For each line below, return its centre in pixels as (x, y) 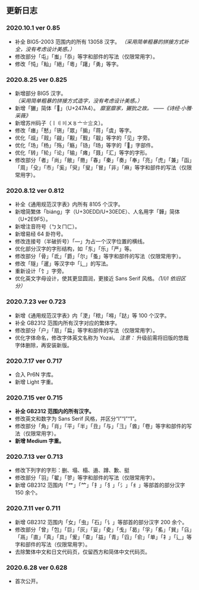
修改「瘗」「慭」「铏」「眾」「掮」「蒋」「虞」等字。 (75, 130)
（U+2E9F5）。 (33, 219)
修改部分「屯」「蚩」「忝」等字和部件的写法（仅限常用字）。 (86, 56)
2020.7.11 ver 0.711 (33, 508)
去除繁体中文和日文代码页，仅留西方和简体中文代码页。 (82, 551)
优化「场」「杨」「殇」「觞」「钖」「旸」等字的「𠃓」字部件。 (85, 145)
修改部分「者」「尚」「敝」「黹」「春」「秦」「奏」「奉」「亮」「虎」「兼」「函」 (103, 160)
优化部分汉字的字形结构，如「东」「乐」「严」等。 (75, 249)
